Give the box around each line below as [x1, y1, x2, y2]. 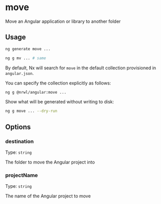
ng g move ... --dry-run [5, 108, 58, 114]
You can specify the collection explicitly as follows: [5, 80, 111, 86]
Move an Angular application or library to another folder [5, 18, 121, 24]
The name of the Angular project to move [5, 193, 91, 199]
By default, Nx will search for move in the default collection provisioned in [5, 65, 156, 71]
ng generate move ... [5, 46, 51, 52]
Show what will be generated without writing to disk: [5, 99, 115, 105]
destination [5, 138, 34, 145]
